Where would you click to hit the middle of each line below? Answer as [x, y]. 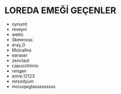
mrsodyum [23, 81]
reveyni [19, 29]
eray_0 [18, 45]
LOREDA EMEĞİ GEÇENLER [60, 11]
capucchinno [25, 66]
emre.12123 [23, 76]
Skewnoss [22, 40]
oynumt [19, 24]
